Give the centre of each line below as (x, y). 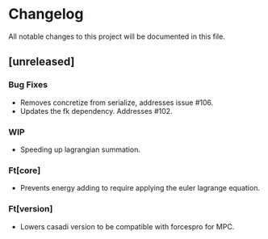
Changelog (46, 14)
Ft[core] (25, 170)
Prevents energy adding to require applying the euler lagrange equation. (140, 188)
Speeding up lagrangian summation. (80, 149)
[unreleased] (42, 62)
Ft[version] (31, 209)
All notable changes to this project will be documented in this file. (117, 36)
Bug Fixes (28, 85)
